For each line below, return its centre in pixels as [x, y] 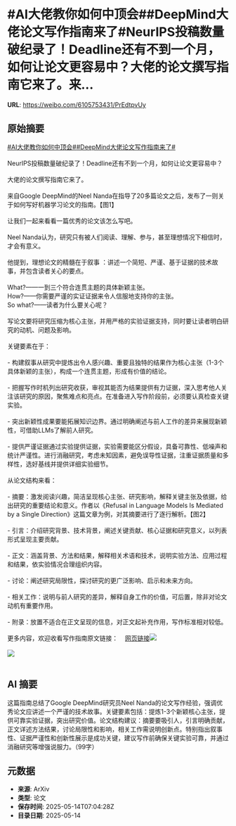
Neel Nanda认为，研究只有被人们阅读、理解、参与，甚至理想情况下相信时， [117, 237]
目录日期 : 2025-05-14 [49, 815]
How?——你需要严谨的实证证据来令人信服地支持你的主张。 [92, 296]
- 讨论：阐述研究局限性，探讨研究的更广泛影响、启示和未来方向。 [102, 580]
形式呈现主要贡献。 [35, 539]
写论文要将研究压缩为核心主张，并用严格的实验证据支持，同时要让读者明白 [115, 321]
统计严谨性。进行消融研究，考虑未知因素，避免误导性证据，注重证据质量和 [115, 455]
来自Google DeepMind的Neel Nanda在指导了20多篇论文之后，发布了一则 [113, 196]
